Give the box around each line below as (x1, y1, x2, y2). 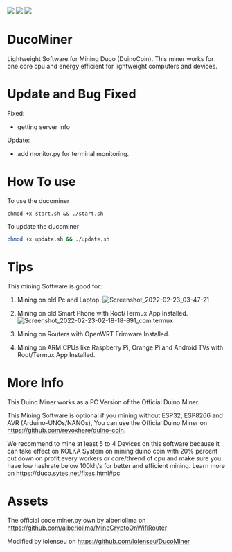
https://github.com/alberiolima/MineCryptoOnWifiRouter (7, 524, 168, 532)
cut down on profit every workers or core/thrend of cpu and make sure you (7, 454, 222, 463)
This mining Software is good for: (7, 282, 102, 291)
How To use (7, 174, 76, 190)
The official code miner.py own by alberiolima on (7, 516, 146, 524)
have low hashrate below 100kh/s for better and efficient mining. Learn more (7, 461, 226, 469)
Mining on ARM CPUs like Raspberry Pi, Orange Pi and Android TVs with (17, 343, 224, 352)
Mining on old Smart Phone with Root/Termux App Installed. (17, 309, 188, 317)
